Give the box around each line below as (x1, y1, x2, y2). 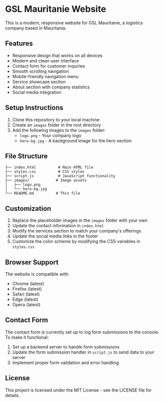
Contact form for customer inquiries (12, 63, 85, 69)
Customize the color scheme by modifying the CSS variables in (12, 239, 140, 244)
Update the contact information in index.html (12, 223, 104, 229)
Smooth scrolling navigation (12, 68, 69, 74)
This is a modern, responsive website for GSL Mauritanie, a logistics (5, 20, 143, 26)
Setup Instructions (5, 104, 64, 112)
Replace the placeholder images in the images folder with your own (12, 217, 148, 223)
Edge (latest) (12, 296, 38, 302)
